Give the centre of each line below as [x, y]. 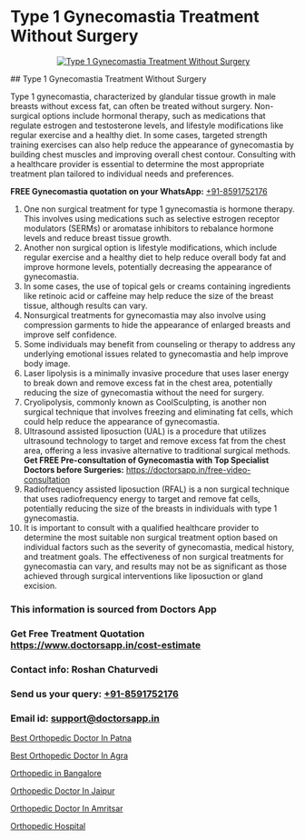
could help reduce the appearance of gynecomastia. [122, 421]
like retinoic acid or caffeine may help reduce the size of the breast [148, 295]
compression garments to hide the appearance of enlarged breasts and [157, 325]
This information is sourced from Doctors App [113, 609]
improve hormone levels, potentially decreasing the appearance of [148, 266]
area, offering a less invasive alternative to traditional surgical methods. [157, 450]
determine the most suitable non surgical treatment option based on [151, 537]
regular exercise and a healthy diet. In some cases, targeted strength [139, 135]
